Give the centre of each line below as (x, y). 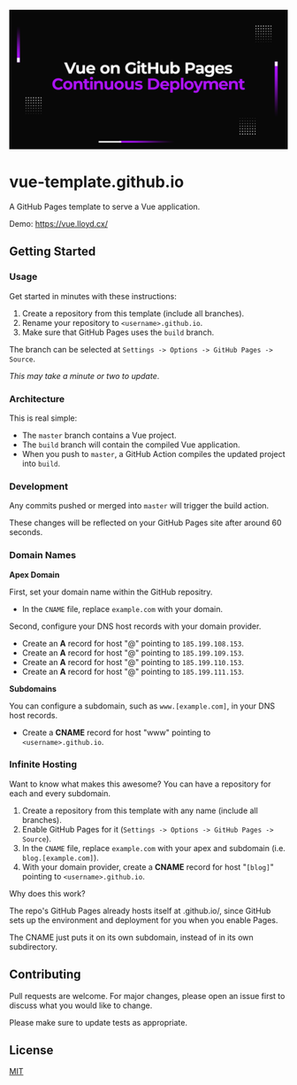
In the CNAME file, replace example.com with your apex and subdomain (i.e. (153, 848)
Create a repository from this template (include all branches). (133, 313)
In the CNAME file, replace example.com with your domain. (122, 608)
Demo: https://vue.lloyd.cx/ (59, 223)
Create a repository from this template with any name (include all (140, 810)
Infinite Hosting (43, 764)
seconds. (26, 532)
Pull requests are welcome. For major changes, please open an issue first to (147, 996)
